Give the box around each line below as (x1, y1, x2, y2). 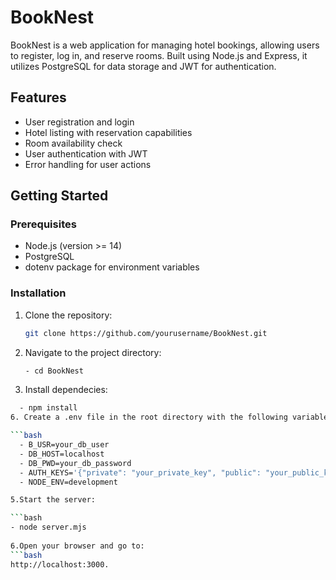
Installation (10, 286, 67, 300)
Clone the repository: (24, 309, 113, 321)
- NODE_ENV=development (19, 477, 118, 487)
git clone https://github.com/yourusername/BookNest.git (24, 328, 268, 338)
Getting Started (10, 187, 109, 205)
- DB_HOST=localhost (19, 449, 105, 459)
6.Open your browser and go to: (10, 541, 145, 551)
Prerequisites (10, 217, 77, 231)
